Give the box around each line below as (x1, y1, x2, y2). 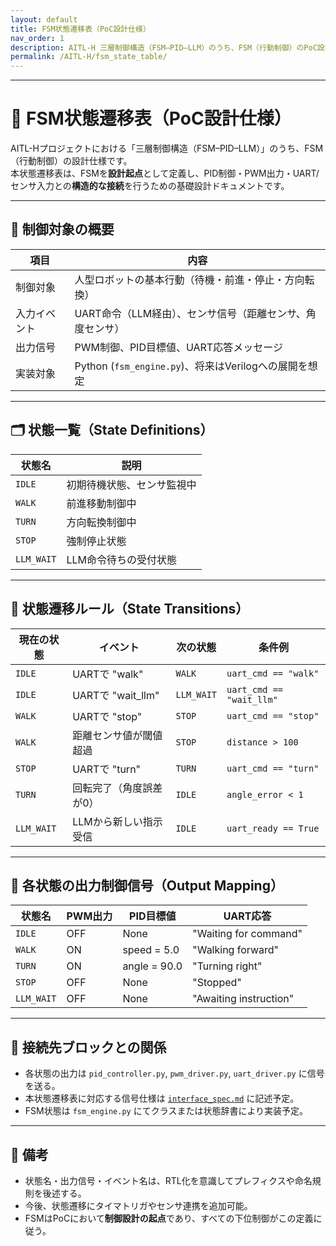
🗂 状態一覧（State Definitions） (10, 422, 214, 439)
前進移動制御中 (66, 496, 137, 510)
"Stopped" (192, 976, 242, 990)
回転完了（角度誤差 (72, 781, 163, 795)
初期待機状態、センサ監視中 (66, 477, 197, 491)
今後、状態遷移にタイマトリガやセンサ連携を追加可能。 (24, 1199, 253, 1211)
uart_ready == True (226, 822, 320, 834)
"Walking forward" (192, 943, 279, 957)
